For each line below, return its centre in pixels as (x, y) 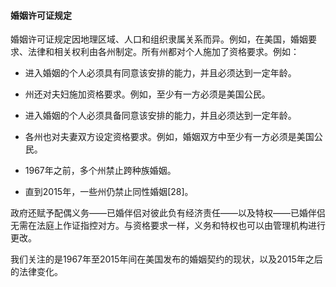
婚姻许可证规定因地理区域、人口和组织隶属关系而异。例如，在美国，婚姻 (159, 39)
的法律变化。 (36, 272)
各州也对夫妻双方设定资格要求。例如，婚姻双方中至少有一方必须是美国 (169, 137)
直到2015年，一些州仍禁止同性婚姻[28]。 (109, 192)
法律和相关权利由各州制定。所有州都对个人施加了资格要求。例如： (163, 52)
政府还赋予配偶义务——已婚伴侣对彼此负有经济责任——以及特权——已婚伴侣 (168, 213)
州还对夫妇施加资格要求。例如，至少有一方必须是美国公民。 (147, 94)
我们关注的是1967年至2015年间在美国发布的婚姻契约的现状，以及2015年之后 (166, 259)
